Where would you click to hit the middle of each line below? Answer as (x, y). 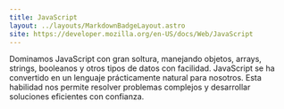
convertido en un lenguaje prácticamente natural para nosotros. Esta (135, 78)
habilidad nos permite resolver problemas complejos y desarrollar (130, 87)
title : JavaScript (43, 17)
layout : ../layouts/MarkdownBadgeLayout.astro (97, 26)
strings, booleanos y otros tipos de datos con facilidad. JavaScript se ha (142, 68)
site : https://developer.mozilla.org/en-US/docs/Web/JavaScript (131, 34)
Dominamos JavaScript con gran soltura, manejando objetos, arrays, (135, 59)
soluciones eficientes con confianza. (77, 97)
